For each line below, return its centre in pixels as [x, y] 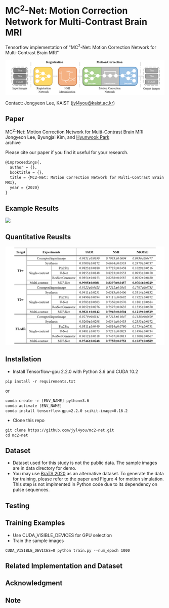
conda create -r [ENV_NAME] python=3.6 [47, 401]
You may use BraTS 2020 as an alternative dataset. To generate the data [88, 474]
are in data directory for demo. [45, 468]
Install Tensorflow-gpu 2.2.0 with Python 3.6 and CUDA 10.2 [75, 371]
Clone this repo [28, 420]
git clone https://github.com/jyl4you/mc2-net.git [60, 430]
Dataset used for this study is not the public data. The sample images [85, 463]
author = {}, [24, 168]
